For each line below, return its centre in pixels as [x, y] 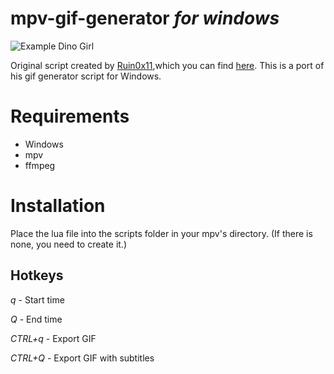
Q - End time [36, 319]
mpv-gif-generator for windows [145, 18]
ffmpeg [40, 165]
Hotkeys [37, 275]
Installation [58, 206]
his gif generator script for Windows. [86, 76]
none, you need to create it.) [69, 244]
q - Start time [37, 299]
